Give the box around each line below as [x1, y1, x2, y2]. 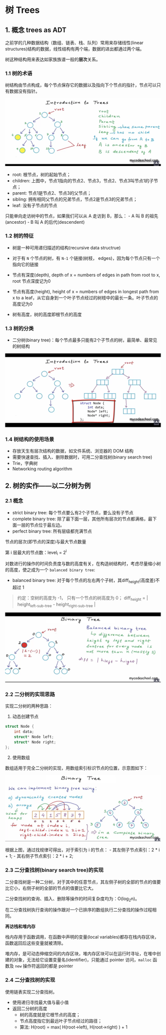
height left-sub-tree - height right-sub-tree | [17, 601, 96, 608]
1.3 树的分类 [5, 325, 34, 331]
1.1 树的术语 [5, 70, 33, 77]
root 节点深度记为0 [12, 278, 51, 284]
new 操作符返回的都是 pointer [14, 963, 73, 969]
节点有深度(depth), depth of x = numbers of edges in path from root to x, [12, 272, 161, 278]
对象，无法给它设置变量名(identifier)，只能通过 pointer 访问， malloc [13, 957, 152, 963]
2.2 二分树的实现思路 [5, 691, 55, 698]
